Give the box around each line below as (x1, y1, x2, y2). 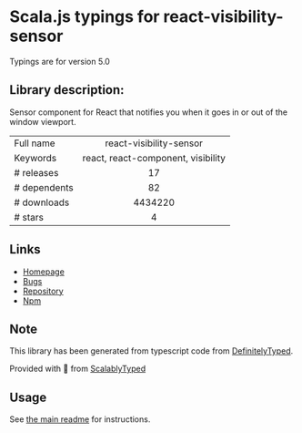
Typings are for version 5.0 (9, 56, 111, 67)
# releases (14, 166, 59, 179)
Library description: (9, 82, 125, 98)
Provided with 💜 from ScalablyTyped (9, 363, 146, 375)
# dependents (14, 180, 75, 193)
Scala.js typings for (9, 6, 160, 27)
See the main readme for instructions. (9, 414, 151, 425)
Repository (22, 285, 64, 296)
